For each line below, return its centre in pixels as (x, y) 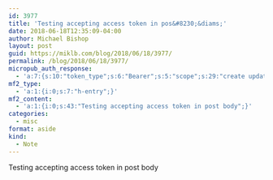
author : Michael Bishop (49, 39)
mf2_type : (25, 84)
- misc (27, 122)
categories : (28, 114)
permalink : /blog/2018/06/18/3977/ (69, 62)
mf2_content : (30, 99)
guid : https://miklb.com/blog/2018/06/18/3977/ (91, 54)
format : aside (32, 129)
